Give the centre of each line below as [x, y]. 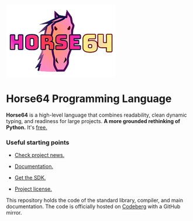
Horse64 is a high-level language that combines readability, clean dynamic [96, 115]
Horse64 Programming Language [89, 99]
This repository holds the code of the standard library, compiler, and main [94, 201]
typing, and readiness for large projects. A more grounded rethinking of [93, 121]
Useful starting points [38, 142]
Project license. [33, 189]
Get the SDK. [30, 178]
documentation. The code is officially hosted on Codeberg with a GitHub [93, 206]
